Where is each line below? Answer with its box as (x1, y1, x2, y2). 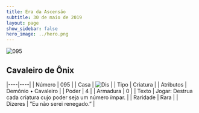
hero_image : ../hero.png (6, 31, 69, 37)
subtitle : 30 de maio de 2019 (6, 14, 83, 20)
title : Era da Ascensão (6, 8, 66, 15)
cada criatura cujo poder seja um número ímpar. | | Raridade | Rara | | (6, 94, 178, 101)
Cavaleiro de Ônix (6, 65, 74, 75)
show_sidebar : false (6, 25, 58, 32)
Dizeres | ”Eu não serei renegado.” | (6, 100, 95, 107)
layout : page (6, 20, 39, 26)
